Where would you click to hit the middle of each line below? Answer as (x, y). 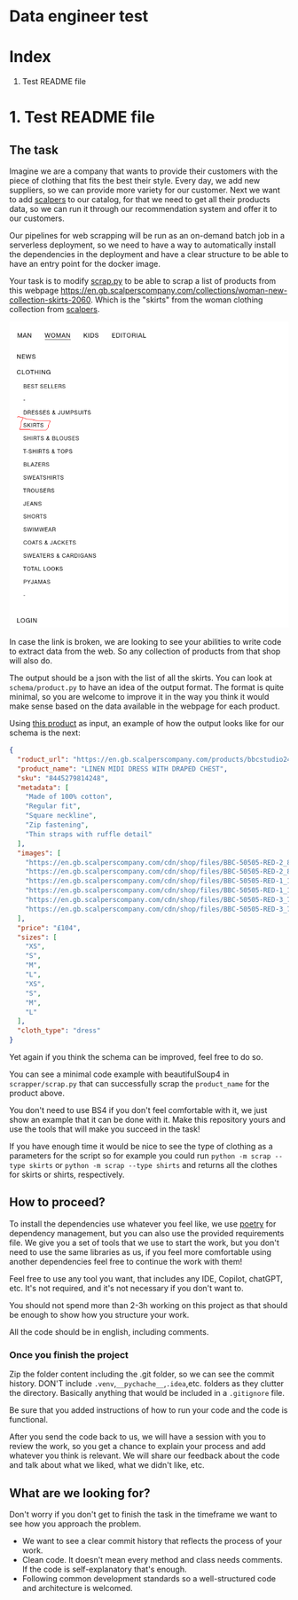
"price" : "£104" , (49, 928)
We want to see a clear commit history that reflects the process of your (152, 1541)
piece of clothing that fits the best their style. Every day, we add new (134, 181)
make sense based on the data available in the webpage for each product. (145, 706)
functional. (29, 1420)
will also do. (31, 661)
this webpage (34, 291)
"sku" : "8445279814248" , (63, 778)
